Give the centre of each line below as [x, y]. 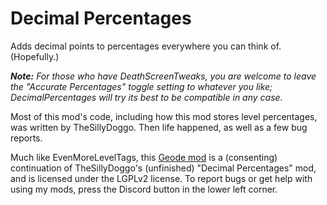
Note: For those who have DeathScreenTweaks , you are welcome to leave [163, 76]
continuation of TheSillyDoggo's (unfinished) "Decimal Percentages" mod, [163, 168]
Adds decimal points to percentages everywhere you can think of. [146, 46]
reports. [26, 138]
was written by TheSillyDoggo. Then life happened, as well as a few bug [159, 127]
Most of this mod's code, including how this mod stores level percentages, [164, 116]
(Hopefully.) [35, 56]
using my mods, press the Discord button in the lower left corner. [144, 189]
